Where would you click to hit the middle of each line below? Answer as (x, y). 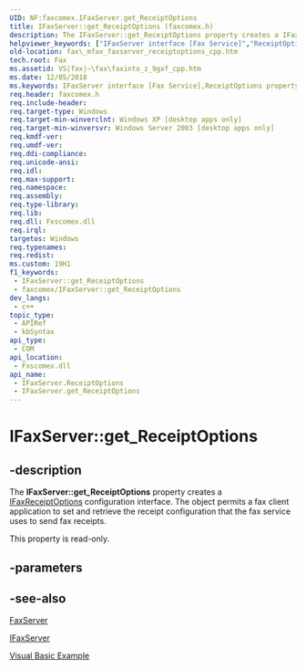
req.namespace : (38, 188)
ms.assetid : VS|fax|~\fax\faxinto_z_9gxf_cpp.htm (106, 69)
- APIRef (30, 324)
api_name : (28, 374)
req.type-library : (44, 205)
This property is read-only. (60, 539)
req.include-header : (49, 103)
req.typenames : (38, 247)
